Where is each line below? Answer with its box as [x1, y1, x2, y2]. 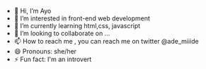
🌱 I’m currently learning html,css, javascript [13, 22, 141, 30]
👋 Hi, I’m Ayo [13, 7, 52, 15]
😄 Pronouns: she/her [13, 47, 76, 56]
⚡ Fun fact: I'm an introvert [13, 55, 92, 63]
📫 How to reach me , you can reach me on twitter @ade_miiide [13, 37, 200, 45]
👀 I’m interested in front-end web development [13, 14, 151, 23]
